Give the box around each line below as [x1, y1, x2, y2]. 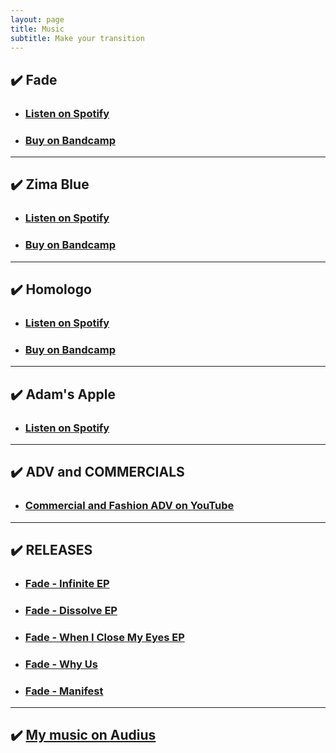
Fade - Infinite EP [24, 576, 110, 590]
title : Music [10, 24, 65, 34]
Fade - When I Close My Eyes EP [24, 630, 185, 644]
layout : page [10, 14, 65, 25]
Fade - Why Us [24, 657, 98, 671]
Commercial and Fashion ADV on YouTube [24, 499, 235, 513]
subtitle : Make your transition [10, 33, 145, 43]
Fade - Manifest [24, 684, 104, 698]
